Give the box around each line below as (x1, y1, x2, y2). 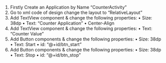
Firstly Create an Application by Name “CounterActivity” (10, 4, 127, 10)
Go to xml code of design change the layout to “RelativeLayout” (10, 9, 143, 15)
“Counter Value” (10, 31, 44, 36)
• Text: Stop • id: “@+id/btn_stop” (10, 52, 81, 58)
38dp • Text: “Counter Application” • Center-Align (10, 20, 115, 26)
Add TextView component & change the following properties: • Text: (10, 25, 153, 31)
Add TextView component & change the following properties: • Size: (10, 15, 153, 20)
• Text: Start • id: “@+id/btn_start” (10, 41, 82, 47)
